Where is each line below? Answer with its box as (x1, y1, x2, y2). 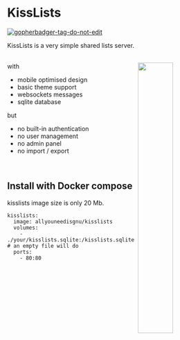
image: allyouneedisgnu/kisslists (13, 218, 113, 225)
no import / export (17, 146, 69, 155)
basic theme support (17, 83, 77, 91)
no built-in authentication (17, 124, 89, 133)
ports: (13, 248, 33, 255)
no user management (17, 132, 78, 140)
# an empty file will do (7, 242, 79, 249)
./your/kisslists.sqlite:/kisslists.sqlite (7, 236, 135, 244)
